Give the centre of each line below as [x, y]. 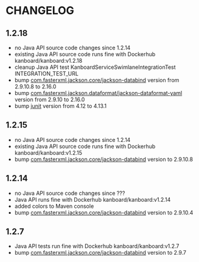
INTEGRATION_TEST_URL [46, 73]
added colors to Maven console [54, 206]
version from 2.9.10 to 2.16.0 [50, 99]
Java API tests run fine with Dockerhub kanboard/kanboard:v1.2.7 [97, 246]
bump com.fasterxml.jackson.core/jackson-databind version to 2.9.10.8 [103, 159]
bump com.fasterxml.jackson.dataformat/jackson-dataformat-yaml [98, 93]
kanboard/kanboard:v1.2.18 [48, 61]
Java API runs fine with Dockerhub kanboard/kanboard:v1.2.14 [93, 199]
